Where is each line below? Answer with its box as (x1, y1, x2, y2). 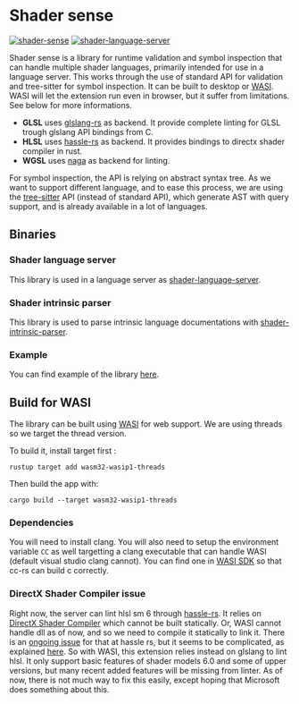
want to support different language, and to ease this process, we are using (9, 182, 284, 192)
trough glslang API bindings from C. (21, 126, 154, 137)
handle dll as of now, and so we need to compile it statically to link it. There (9, 627, 286, 638)
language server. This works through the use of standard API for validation (9, 71, 284, 81)
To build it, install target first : (9, 445, 117, 456)
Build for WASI (9, 394, 92, 410)
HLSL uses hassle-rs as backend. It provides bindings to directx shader (21, 136, 286, 147)
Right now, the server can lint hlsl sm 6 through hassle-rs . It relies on (9, 607, 262, 618)
